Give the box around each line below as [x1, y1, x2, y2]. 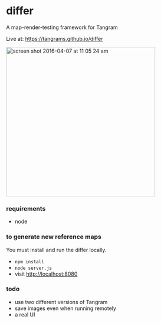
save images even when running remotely [14, 305, 117, 312]
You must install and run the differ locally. [6, 246, 107, 253]
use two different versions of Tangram [14, 298, 108, 305]
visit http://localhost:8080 [14, 270, 78, 277]
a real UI [14, 311, 35, 318]
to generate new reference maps [6, 232, 101, 241]
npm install [14, 259, 44, 264]
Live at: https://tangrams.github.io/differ [6, 35, 103, 42]
